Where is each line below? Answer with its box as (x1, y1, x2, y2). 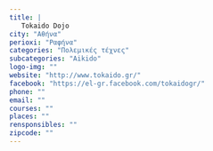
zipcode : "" (9, 129, 53, 138)
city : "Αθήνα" (9, 29, 62, 38)
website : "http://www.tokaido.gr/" (9, 71, 142, 80)
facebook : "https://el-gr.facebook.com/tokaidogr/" (9, 79, 205, 88)
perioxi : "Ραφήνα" (9, 37, 78, 47)
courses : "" (9, 104, 53, 113)
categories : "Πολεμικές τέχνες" (9, 46, 129, 55)
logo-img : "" (9, 63, 58, 72)
